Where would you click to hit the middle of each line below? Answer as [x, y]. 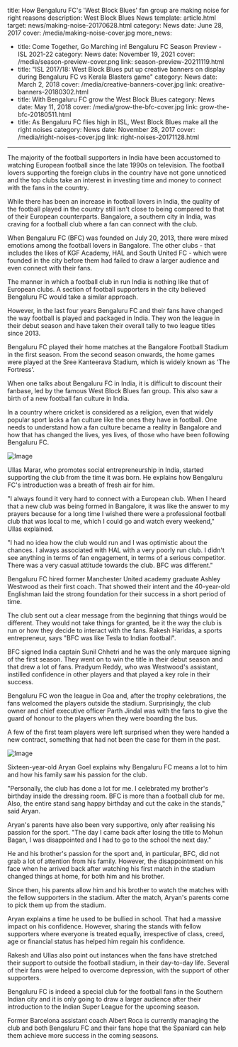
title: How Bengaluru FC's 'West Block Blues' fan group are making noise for [118, 10]
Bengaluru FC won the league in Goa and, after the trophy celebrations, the [117, 696]
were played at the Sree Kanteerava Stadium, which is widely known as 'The [119, 362]
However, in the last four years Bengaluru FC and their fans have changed [115, 311]
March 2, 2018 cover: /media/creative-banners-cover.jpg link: [107, 84]
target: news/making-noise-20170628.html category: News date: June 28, [115, 25]
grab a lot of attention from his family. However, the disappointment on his [115, 861]
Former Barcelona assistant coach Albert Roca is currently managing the [113, 1020]
